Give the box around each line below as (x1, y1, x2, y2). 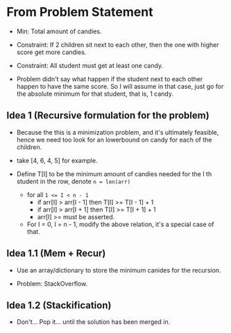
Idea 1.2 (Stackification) (6, 299, 112, 311)
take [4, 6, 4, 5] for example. (16, 156, 98, 164)
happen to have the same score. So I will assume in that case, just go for (16, 82, 224, 90)
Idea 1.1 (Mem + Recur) (6, 248, 106, 259)
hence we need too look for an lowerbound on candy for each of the (16, 135, 212, 144)
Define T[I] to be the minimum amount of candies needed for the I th (16, 169, 212, 178)
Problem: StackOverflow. (16, 279, 88, 288)
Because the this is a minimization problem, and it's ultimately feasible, (16, 128, 219, 136)
